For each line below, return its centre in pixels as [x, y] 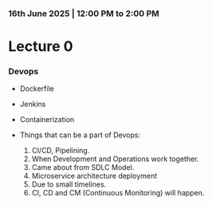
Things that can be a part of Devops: [80, 135]
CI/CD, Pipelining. [61, 151]
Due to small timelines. [69, 184]
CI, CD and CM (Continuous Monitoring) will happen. [118, 193]
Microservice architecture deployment [94, 176]
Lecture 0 [41, 47]
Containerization [47, 120]
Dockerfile [37, 89]
